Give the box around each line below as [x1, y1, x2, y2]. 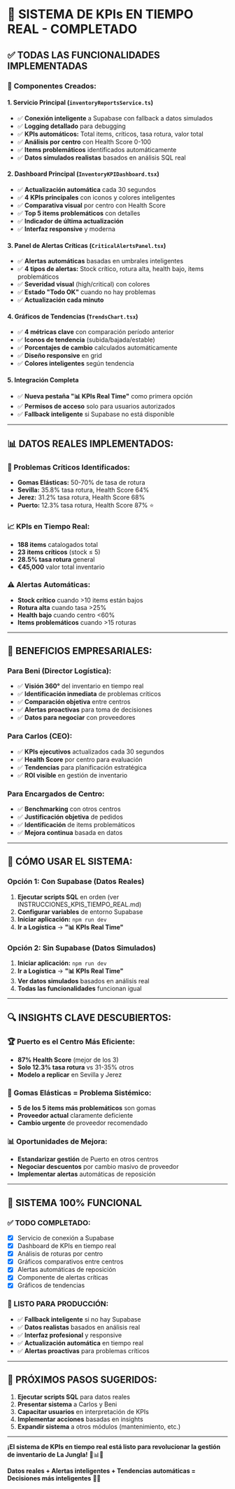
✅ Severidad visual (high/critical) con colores [17, 280, 150, 289]
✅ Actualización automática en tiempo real [17, 1338, 144, 1347]
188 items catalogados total [17, 540, 98, 548]
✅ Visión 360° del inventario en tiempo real [17, 682, 144, 691]
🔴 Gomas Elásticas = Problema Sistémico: [7, 1088, 152, 1097]
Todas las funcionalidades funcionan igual [17, 984, 142, 993]
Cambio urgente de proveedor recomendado [17, 1119, 148, 1127]
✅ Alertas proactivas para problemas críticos [17, 1346, 150, 1355]
